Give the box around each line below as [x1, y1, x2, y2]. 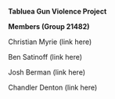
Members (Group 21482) [8, 22, 90, 31]
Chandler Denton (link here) [8, 82, 98, 92]
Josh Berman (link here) [8, 68, 86, 77]
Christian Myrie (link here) [8, 37, 92, 46]
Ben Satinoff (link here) [8, 53, 83, 61]
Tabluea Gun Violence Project [8, 7, 107, 16]
